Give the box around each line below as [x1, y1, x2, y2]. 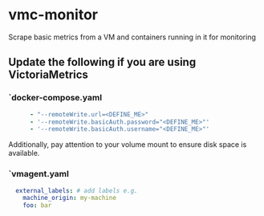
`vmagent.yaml [8, 169, 70, 180]
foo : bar [22, 202, 52, 210]
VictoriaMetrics [8, 68, 88, 82]
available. [8, 149, 40, 158]
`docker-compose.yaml [8, 92, 103, 104]
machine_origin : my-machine [22, 194, 116, 202]
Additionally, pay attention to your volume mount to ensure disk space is [8, 140, 247, 149]
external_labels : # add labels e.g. [15, 186, 138, 194]
